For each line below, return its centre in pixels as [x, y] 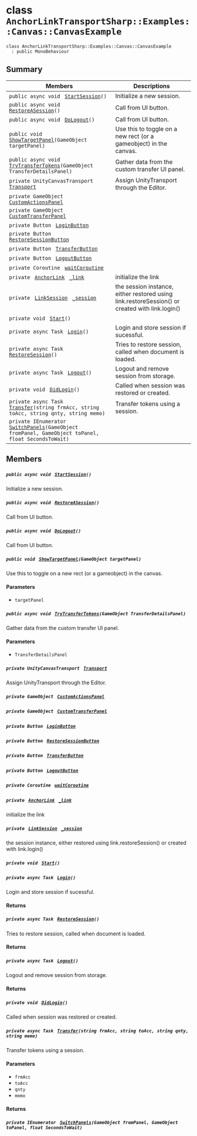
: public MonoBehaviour [40, 51]
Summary [24, 69]
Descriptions [152, 86]
